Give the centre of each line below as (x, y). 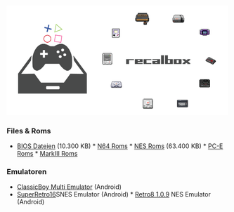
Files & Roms (29, 131)
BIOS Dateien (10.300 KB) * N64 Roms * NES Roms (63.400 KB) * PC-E (120, 146)
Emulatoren (27, 171)
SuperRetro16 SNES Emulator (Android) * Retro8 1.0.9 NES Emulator (114, 194)
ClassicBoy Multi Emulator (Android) (69, 187)
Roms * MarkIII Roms (47, 153)
